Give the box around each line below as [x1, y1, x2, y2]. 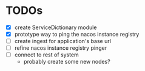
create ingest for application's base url [14, 38, 112, 45]
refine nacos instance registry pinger [14, 44, 107, 52]
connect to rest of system [14, 51, 79, 58]
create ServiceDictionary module [14, 24, 97, 31]
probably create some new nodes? [23, 58, 110, 66]
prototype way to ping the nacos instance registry [14, 31, 140, 38]
